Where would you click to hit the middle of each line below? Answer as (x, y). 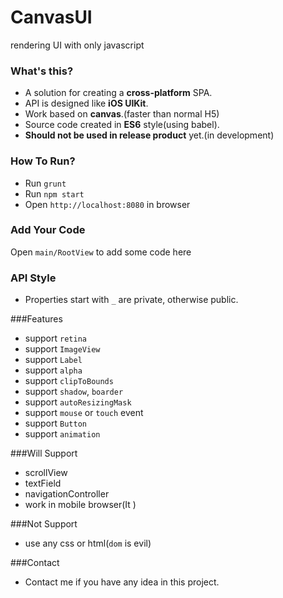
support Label (53, 360)
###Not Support (44, 524)
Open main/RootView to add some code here (101, 252)
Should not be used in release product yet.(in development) (149, 135)
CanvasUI (51, 17)
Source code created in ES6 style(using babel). (122, 125)
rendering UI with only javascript (77, 45)
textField (43, 483)
